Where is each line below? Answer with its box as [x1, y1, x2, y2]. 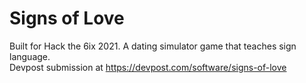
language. [9, 50, 51, 62]
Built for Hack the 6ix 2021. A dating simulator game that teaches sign [9, 40, 297, 52]
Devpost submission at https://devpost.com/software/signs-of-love [9, 61, 287, 73]
